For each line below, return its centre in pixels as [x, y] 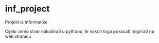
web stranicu [18, 36]
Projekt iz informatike [26, 22]
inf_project [27, 9]
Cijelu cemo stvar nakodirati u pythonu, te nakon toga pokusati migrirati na [80, 31]
